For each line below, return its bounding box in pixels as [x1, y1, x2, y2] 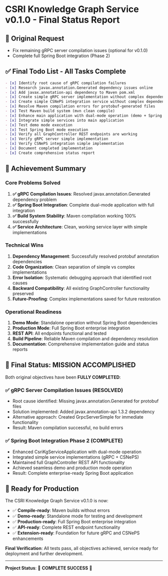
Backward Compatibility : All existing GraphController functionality [12, 285, 150, 291]
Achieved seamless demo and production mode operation [12, 465, 132, 471]
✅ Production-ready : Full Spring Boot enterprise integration [12, 519, 136, 525]
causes [12, 280, 28, 286]
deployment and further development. [5, 550, 83, 557]
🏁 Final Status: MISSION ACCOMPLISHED [5, 361, 136, 369]
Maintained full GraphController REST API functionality [12, 459, 125, 465]
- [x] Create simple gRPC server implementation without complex [5, 94, 144, 100]
